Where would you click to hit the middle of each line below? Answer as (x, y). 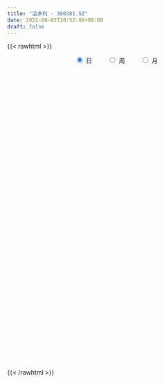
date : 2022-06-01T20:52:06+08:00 (55, 20)
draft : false (26, 26)
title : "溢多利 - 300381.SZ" (48, 14)
